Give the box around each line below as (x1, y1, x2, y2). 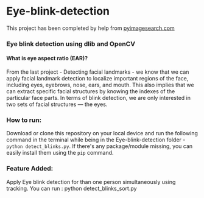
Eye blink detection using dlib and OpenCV (6, 40, 136, 48)
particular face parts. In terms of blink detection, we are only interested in (6, 94, 191, 102)
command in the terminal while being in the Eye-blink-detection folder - (6, 136, 186, 144)
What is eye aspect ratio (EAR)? (6, 55, 88, 62)
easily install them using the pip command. (6, 149, 114, 157)
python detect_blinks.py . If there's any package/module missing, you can (6, 143, 193, 150)
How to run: (6, 116, 42, 124)
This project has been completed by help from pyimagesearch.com (6, 24, 175, 32)
